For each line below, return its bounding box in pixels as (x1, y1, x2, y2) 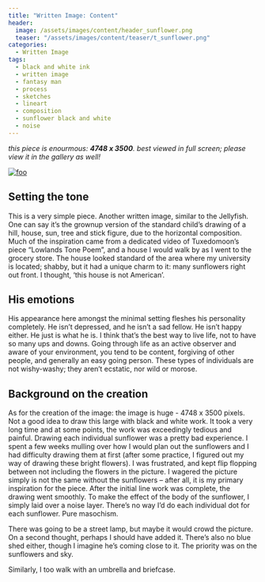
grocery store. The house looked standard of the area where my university (8, 253, 251, 263)
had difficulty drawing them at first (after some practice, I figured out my (8, 450, 244, 459)
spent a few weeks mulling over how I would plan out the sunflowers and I (8, 442, 249, 452)
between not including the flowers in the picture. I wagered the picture (8, 467, 238, 477)
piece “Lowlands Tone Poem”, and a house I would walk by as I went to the (8, 244, 252, 254)
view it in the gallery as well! (8, 152, 101, 161)
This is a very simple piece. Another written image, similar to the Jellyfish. (8, 211, 249, 221)
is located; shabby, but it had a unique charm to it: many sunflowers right (8, 262, 246, 271)
